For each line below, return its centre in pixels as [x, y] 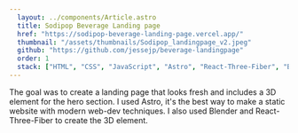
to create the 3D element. [101, 120]
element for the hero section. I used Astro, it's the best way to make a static [147, 101]
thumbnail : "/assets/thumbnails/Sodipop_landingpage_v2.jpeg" [134, 42]
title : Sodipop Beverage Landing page [89, 26]
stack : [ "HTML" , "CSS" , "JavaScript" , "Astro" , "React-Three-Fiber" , [148, 67]
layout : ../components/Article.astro [87, 17]
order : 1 [33, 59]
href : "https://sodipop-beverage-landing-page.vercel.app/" [130, 34]
